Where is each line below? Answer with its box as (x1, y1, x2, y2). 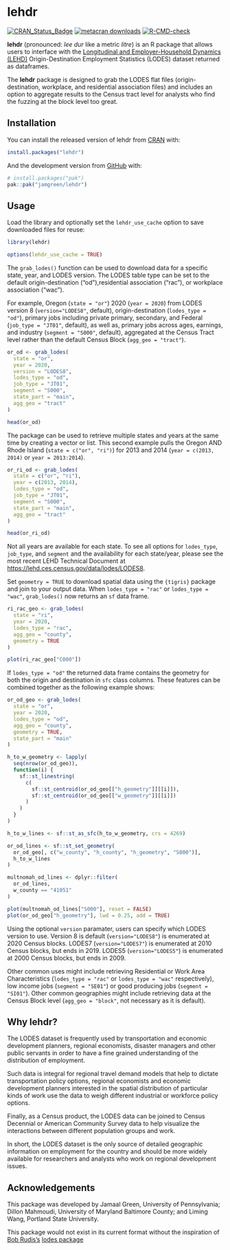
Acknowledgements (7, 1182, 95, 1194)
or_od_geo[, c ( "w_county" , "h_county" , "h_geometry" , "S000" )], (13, 848, 201, 856)
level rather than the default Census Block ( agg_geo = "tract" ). (7, 335, 186, 344)
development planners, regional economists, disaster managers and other (7, 1042, 216, 1050)
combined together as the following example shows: (7, 683, 155, 692)
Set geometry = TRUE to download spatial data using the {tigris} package (7, 578, 216, 586)
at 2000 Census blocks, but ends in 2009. (7, 954, 126, 962)
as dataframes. (7, 62, 50, 70)
